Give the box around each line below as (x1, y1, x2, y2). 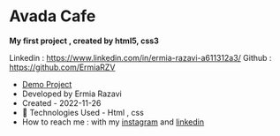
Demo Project (21, 79, 72, 89)
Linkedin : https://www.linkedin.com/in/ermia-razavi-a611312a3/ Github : (9, 52, 272, 63)
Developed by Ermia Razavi (21, 88, 122, 99)
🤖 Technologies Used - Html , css (21, 107, 144, 117)
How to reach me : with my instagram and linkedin (21, 117, 205, 127)
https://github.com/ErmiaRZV (9, 62, 116, 72)
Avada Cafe (9, 6, 96, 26)
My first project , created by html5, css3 (9, 35, 159, 46)
